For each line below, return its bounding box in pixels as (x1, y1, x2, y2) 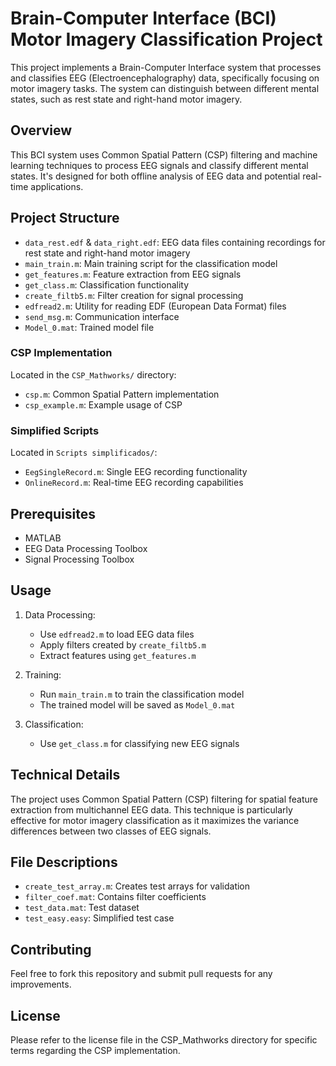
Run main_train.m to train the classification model (39, 688, 245, 700)
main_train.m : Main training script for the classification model (24, 257, 278, 269)
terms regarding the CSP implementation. (10, 1045, 181, 1057)
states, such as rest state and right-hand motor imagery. (10, 93, 243, 105)
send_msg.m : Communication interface (24, 310, 180, 322)
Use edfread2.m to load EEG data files (39, 628, 195, 640)
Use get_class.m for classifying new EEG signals (39, 737, 240, 749)
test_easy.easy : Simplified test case (24, 912, 175, 924)
